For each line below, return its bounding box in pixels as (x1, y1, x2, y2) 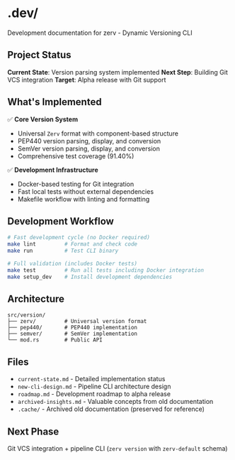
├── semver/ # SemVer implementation (7, 330, 138, 338)
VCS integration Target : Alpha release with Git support (7, 75, 166, 84)
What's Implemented (7, 96, 102, 108)
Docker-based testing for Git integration (17, 180, 134, 188)
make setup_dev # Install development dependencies (7, 273, 173, 280)
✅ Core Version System (7, 115, 79, 124)
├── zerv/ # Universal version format (7, 318, 147, 325)
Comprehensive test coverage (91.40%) (17, 151, 134, 160)
